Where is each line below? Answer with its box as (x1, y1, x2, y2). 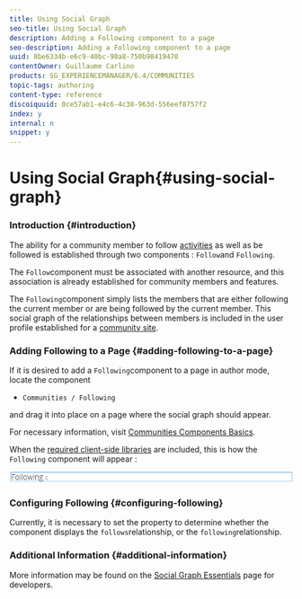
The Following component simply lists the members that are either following (9, 293, 289, 304)
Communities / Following (22, 393, 116, 402)
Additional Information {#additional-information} (9, 549, 227, 561)
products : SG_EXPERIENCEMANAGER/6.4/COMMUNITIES (9, 72, 195, 81)
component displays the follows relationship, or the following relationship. (9, 526, 282, 538)
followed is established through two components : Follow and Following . (9, 249, 276, 260)
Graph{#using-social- (107, 168, 276, 189)
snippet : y (9, 128, 50, 137)
